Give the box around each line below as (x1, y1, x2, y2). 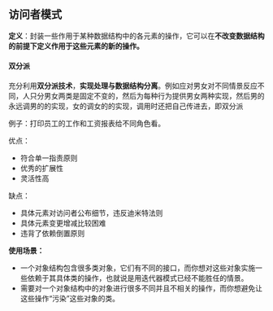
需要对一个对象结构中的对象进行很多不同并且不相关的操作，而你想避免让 (19, 283, 262, 293)
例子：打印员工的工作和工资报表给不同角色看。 (8, 119, 165, 129)
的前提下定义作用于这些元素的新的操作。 (8, 41, 144, 50)
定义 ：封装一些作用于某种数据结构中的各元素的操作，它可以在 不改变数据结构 (8, 31, 265, 41)
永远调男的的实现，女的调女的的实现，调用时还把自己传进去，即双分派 (8, 101, 244, 112)
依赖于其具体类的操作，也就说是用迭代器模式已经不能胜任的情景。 (27, 274, 249, 283)
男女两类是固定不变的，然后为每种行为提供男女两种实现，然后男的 (43, 91, 265, 101)
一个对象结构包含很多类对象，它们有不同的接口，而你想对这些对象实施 (19, 263, 256, 273)
